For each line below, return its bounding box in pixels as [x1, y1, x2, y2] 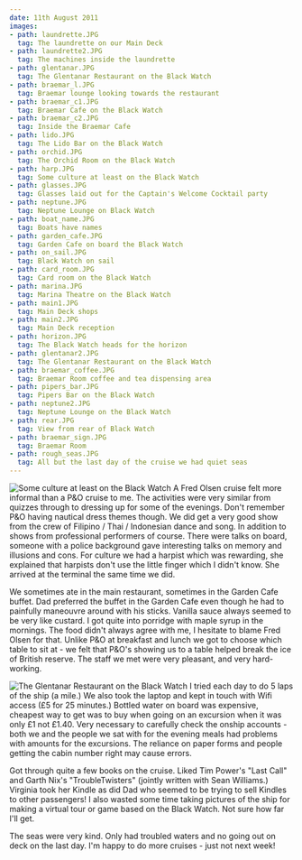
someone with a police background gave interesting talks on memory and [9, 541, 282, 550]
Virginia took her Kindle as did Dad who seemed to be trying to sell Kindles [9, 784, 287, 795]
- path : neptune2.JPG [9, 399, 91, 409]
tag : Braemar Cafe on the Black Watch [17, 106, 164, 115]
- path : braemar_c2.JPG [9, 114, 99, 123]
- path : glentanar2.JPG [9, 348, 99, 357]
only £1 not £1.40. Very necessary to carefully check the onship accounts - [9, 719, 288, 729]
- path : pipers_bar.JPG [9, 383, 99, 392]
